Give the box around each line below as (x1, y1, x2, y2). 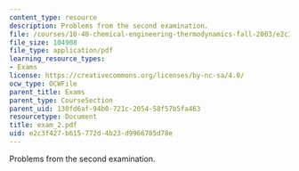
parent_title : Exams (9, 87, 86, 96)
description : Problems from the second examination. (9, 21, 209, 30)
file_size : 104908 (9, 37, 77, 47)
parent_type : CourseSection (9, 95, 114, 105)
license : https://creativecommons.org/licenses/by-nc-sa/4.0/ (9, 71, 245, 80)
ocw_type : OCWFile (9, 79, 77, 88)
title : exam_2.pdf (9, 121, 77, 130)
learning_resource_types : (9, 54, 105, 63)
